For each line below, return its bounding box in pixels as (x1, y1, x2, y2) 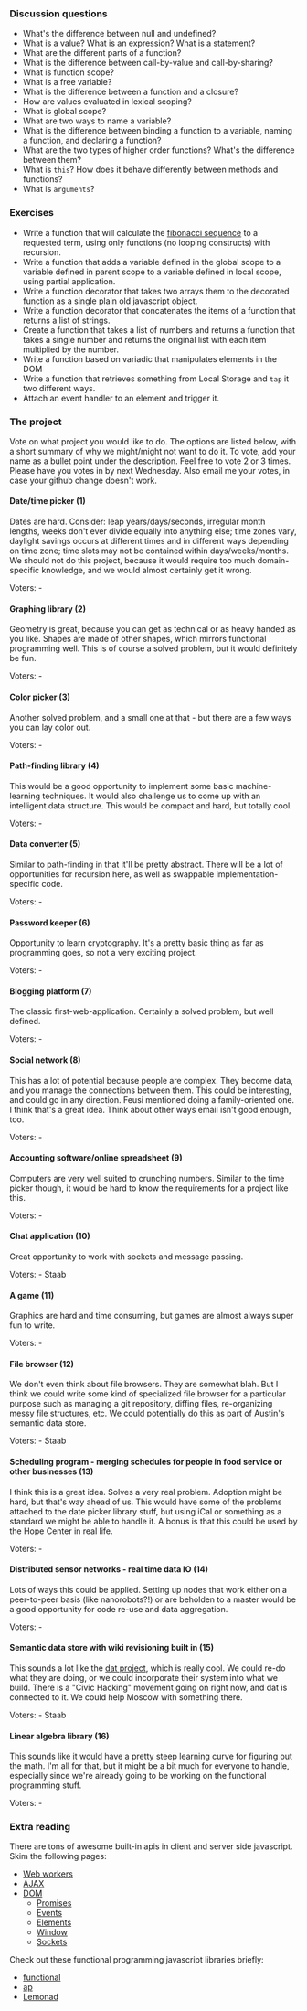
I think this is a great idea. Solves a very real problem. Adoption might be (9, 1486, 283, 1497)
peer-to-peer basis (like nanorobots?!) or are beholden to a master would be (9, 1594, 297, 1605)
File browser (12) (9, 1358, 75, 1369)
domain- (257, 555, 290, 566)
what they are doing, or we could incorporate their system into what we (9, 1672, 279, 1683)
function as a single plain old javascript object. (22, 295, 198, 306)
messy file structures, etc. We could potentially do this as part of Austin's (9, 1407, 285, 1419)
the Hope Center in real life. (9, 1525, 113, 1536)
